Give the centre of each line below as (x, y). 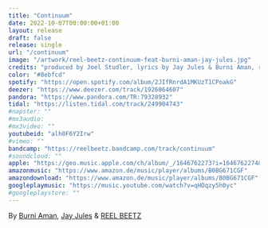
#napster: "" (30, 112)
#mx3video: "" (32, 126)
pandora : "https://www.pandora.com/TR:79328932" (91, 97)
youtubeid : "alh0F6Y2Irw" (51, 133)
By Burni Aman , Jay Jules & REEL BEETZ (75, 215)
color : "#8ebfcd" (37, 75)
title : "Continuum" (41, 15)
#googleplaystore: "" (44, 193)
